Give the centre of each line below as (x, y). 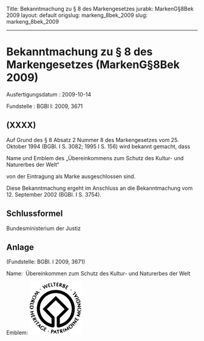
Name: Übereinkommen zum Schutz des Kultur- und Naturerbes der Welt (98, 274)
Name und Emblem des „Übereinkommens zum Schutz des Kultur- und (95, 158)
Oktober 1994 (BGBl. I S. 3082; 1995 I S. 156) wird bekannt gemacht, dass (98, 146)
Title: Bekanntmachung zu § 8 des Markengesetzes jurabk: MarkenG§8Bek (100, 9)
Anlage (20, 247)
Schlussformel (35, 214)
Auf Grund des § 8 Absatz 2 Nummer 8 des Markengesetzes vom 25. (93, 140)
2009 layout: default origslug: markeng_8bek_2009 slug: (77, 15)
